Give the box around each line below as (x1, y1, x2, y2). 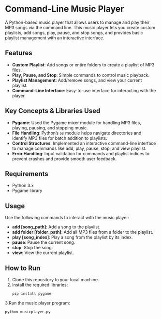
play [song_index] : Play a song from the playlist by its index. (12, 234, 133, 240)
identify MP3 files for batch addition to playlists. (12, 135, 107, 141)
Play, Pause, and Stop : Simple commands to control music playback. (12, 72, 150, 78)
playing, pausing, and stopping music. (12, 125, 88, 130)
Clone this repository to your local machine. (12, 277, 99, 282)
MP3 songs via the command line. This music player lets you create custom (5, 24, 156, 30)
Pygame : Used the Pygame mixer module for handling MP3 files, (12, 120, 141, 126)
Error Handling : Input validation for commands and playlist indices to (12, 150, 150, 156)
